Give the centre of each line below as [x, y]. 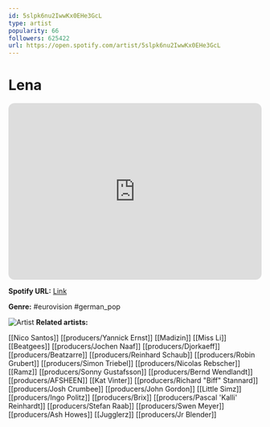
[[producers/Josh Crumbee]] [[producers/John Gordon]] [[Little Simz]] [125, 389]
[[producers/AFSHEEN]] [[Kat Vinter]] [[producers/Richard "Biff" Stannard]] [133, 380]
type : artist [30, 23]
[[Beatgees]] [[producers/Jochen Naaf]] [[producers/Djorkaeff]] [115, 347]
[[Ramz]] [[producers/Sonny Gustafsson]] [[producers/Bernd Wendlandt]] [131, 372]
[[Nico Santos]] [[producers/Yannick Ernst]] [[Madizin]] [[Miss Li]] [117, 338]
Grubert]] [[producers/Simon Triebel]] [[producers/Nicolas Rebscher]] [125, 364]
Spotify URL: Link [38, 291]
